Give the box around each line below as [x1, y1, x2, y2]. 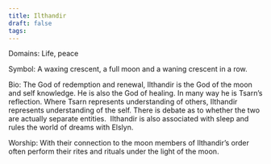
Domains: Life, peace [8, 49, 79, 59]
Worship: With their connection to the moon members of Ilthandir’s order [8, 138, 250, 148]
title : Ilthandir [8, 11, 67, 20]
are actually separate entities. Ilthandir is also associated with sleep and [8, 114, 249, 124]
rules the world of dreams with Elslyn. [8, 122, 134, 133]
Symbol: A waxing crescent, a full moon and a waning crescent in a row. [8, 64, 248, 74]
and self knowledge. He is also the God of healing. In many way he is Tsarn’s [8, 88, 263, 98]
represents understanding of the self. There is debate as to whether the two [8, 105, 261, 115]
